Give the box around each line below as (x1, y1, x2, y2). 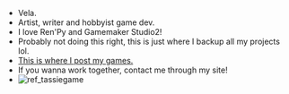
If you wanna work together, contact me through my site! (17, 64, 228, 75)
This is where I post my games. (17, 56, 134, 65)
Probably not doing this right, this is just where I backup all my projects (17, 36, 281, 47)
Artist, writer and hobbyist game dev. (17, 17, 155, 28)
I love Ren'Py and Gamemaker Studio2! (17, 27, 162, 37)
